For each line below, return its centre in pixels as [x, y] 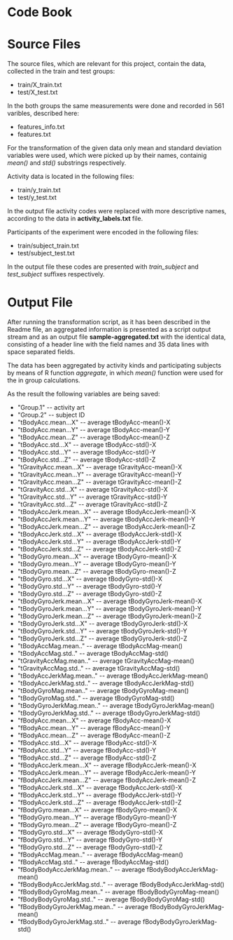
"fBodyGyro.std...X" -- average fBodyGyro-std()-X [90, 833]
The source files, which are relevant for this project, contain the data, [107, 64]
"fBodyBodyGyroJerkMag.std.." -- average [79, 922]
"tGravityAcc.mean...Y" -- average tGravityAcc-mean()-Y [99, 475]
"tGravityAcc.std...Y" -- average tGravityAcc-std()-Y [92, 497]
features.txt [34, 135]
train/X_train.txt [40, 85]
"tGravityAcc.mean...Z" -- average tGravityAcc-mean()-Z [99, 482]
